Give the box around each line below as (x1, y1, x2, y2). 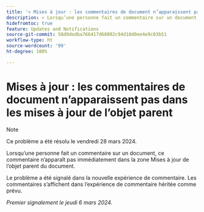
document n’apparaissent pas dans (6, 92, 188, 106)
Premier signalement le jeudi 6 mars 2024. (6, 199, 113, 206)
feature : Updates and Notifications (6, 26, 99, 32)
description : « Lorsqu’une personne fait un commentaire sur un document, (6, 15, 200, 21)
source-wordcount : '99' (6, 43, 67, 49)
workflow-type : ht (6, 37, 53, 43)
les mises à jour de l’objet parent (6, 106, 173, 119)
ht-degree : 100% (6, 49, 47, 55)
